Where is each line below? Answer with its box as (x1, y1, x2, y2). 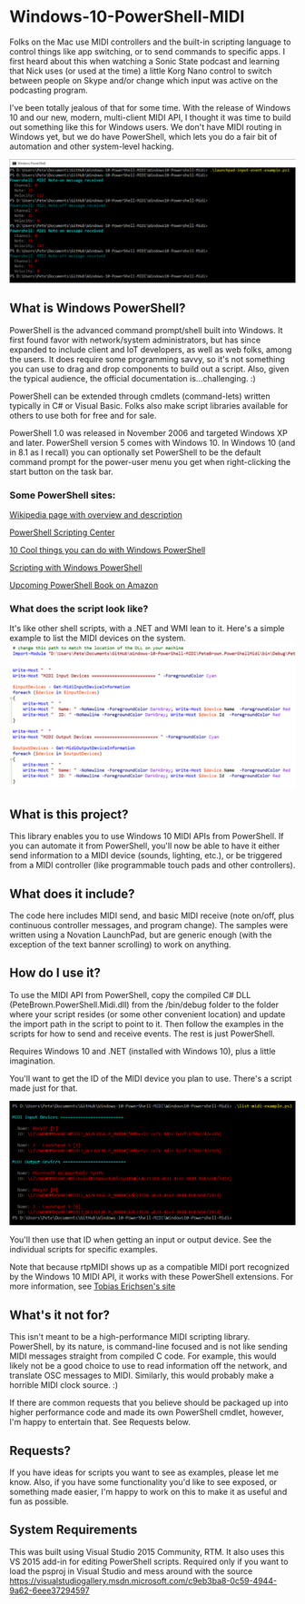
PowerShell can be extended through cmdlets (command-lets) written (9, 391, 271, 401)
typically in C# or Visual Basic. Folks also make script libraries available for (9, 400, 289, 411)
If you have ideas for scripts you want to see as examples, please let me (9, 1467, 280, 1478)
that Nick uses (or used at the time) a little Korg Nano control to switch (9, 65, 272, 76)
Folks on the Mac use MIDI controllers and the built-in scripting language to (9, 36, 291, 47)
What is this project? (9, 807, 129, 822)
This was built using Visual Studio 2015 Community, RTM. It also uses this (9, 1546, 285, 1557)
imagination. (9, 1055, 56, 1066)
